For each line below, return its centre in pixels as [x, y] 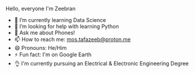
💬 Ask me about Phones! [45, 33]
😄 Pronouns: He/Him [40, 48]
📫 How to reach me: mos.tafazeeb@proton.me [72, 39]
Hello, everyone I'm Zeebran [41, 9]
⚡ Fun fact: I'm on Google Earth [53, 55]
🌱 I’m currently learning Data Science [60, 20]
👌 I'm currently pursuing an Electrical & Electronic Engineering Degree [101, 64]
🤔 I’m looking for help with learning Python [66, 26]
